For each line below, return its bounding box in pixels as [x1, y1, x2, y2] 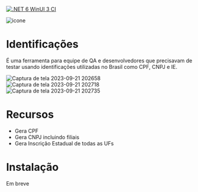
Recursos [6, 108, 54, 121]
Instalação [6, 161, 59, 174]
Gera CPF [14, 127, 38, 134]
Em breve [6, 180, 30, 187]
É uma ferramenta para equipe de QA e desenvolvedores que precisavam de [6, 57, 193, 64]
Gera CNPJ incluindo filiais [14, 133, 80, 141]
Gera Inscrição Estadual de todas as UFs [14, 140, 114, 147]
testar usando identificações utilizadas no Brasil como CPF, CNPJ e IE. [6, 63, 178, 70]
